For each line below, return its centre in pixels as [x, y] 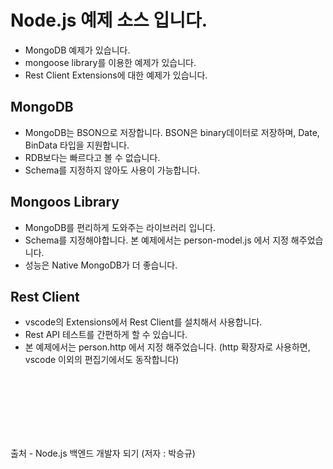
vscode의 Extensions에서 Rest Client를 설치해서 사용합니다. [143, 322]
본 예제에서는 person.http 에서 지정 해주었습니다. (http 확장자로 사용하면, [167, 347]
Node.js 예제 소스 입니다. [109, 20]
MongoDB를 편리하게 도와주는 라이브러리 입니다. [120, 227]
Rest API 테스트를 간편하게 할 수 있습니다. [106, 335]
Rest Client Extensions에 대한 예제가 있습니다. [116, 75]
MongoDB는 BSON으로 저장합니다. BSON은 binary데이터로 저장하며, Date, [172, 132]
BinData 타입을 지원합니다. [77, 145]
